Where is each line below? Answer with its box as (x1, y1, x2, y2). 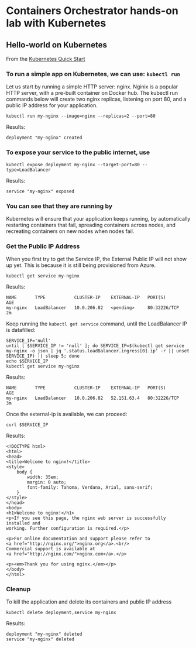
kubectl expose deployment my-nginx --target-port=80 (6, 162, 140, 167)
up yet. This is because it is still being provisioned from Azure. (6, 262, 156, 269)
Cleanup (6, 585, 31, 594)
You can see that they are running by (6, 202, 113, 210)
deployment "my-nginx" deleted (6, 631, 82, 637)
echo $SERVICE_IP (6, 358, 49, 364)
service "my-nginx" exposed (6, 188, 75, 194)
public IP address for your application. (6, 102, 98, 109)
